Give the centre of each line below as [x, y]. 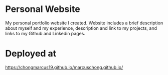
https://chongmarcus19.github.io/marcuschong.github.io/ [64, 67]
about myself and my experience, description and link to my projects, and [81, 28]
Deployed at [31, 54]
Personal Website [43, 9]
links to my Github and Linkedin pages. [45, 33]
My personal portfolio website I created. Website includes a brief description [84, 23]
